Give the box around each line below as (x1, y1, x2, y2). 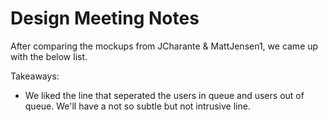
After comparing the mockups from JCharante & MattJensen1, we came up (10, 40, 319, 52)
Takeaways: (10, 70, 60, 82)
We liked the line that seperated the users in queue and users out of (24, 89, 305, 101)
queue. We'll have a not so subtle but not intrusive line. (24, 100, 251, 112)
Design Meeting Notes (10, 7, 200, 30)
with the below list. (10, 50, 88, 62)
